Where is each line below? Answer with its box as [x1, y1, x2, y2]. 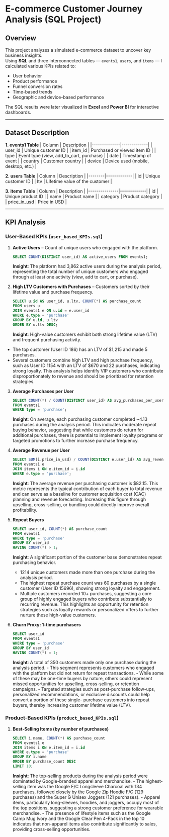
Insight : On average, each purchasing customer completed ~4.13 [12, 416, 147, 422]
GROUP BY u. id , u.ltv [12, 317, 58, 322]
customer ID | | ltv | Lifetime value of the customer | [5, 178, 112, 184]
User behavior [12, 73, 42, 78]
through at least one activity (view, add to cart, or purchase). [12, 274, 138, 280]
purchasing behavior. [12, 560, 57, 566]
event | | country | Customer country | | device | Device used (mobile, [5, 158, 149, 164]
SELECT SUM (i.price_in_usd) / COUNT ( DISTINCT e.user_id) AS [12, 457, 141, 462]
